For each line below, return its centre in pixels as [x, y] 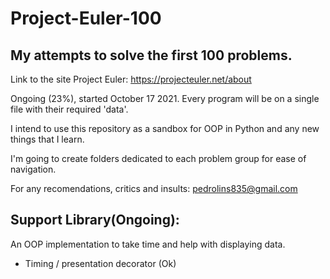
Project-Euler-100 [86, 18]
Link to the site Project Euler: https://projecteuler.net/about [131, 79]
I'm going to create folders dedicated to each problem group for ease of [158, 158]
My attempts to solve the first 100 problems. [151, 55]
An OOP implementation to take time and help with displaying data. [148, 244]
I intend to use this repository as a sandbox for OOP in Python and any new [165, 128]
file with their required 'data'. [69, 109]
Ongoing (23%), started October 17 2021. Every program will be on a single [165, 98]
